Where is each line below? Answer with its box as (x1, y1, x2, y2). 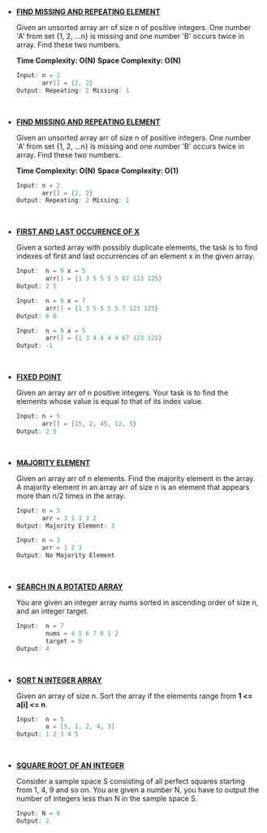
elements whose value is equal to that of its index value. (15, 397, 204, 406)
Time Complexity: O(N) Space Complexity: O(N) (15, 56, 181, 65)
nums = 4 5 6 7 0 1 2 (45, 629, 119, 637)
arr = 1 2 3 (41, 544, 83, 552)
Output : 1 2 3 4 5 (15, 731, 79, 739)
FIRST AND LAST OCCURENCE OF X (15, 227, 140, 236)
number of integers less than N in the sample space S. (15, 794, 198, 804)
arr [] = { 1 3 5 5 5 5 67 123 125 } (45, 275, 162, 283)
